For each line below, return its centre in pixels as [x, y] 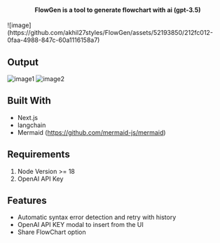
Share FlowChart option [51, 232]
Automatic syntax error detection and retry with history [97, 217]
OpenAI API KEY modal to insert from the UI [80, 225]
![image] [19, 25]
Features [27, 201]
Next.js [28, 117]
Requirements [39, 155]
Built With [29, 101]
